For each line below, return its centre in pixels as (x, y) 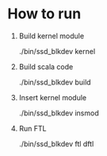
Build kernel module (52, 36)
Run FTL (32, 128)
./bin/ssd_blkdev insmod (59, 113)
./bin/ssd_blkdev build (55, 82)
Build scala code (46, 66)
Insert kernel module (53, 97)
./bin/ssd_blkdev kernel (57, 51)
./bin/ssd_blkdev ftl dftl (56, 143)
